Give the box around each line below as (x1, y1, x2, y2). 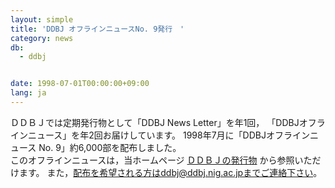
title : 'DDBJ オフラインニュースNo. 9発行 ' (10, 24, 185, 34)
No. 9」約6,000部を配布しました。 (38, 141, 182, 153)
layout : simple (10, 14, 74, 25)
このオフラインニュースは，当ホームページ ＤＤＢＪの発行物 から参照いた (10, 154, 313, 166)
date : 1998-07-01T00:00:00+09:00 (10, 79, 150, 89)
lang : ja (10, 88, 47, 98)
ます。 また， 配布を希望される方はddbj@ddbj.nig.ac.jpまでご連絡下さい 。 (18, 166, 323, 178)
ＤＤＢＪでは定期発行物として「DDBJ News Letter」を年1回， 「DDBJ (10, 116, 300, 128)
